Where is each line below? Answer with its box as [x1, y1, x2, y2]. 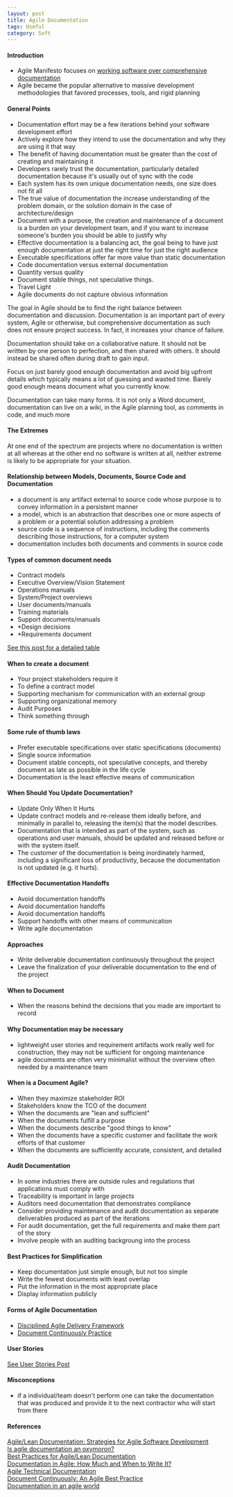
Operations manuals [17, 585, 75, 594]
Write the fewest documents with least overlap [17, 1275, 150, 1284]
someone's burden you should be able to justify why [17, 231, 168, 239]
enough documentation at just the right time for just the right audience [17, 245, 218, 254]
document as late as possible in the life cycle [17, 766, 146, 774]
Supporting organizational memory [17, 697, 117, 706]
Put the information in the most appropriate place [17, 1282, 158, 1290]
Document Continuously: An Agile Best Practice [7, 1475, 144, 1483]
